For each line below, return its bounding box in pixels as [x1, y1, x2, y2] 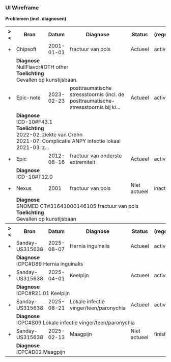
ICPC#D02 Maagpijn [16, 349, 66, 356]
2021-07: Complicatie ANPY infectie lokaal [16, 137, 121, 144]
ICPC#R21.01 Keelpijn [16, 290, 70, 297]
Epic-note [16, 94, 41, 101]
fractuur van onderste [69, 152, 122, 159]
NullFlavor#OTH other [16, 63, 69, 70]
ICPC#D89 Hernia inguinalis [16, 260, 83, 268]
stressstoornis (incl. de [69, 91, 125, 98]
